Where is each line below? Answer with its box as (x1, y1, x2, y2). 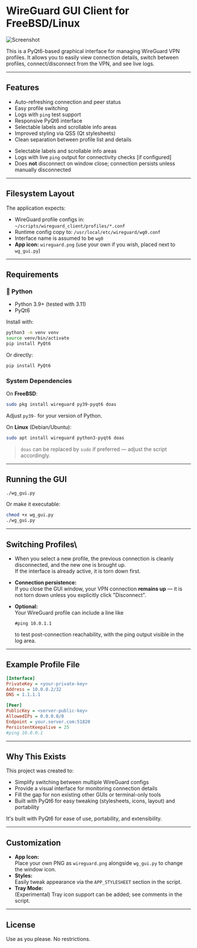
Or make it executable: (6, 501, 60, 508)
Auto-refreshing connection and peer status (14, 98, 121, 105)
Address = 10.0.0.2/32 (6, 686, 62, 692)
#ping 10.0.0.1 (6, 729, 43, 736)
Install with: (6, 318, 34, 325)
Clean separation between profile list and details (14, 136, 132, 143)
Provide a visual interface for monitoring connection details (14, 785, 158, 792)
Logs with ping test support (14, 111, 81, 118)
